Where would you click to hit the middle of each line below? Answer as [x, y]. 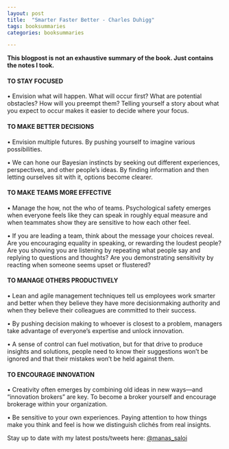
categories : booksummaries [46, 33]
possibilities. [25, 149]
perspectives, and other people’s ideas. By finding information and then [108, 169]
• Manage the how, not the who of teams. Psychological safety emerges [109, 208]
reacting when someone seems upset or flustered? [79, 265]
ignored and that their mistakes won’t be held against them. [91, 359]
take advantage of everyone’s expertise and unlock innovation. [96, 331]
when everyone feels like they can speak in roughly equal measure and [107, 215]
